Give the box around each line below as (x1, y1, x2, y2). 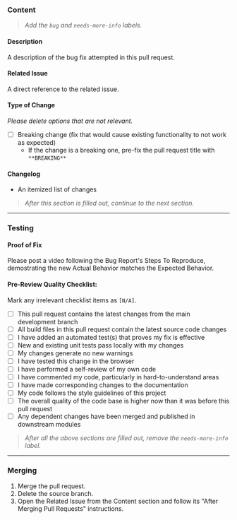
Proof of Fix (7, 240, 42, 249)
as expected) (17, 138, 56, 146)
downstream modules (17, 420, 81, 429)
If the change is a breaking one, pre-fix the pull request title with (28, 146, 215, 154)
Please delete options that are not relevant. (7, 117, 133, 125)
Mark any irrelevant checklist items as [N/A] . (7, 295, 137, 305)
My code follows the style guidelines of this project (17, 389, 166, 397)
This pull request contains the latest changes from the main (17, 309, 190, 318)
